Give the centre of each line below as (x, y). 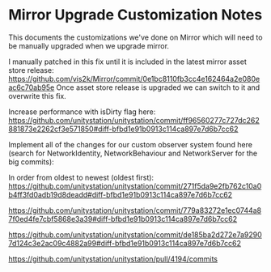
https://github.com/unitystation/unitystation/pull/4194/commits (113, 259)
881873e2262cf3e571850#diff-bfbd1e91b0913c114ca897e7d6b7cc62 (123, 129)
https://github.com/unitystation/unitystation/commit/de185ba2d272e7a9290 (135, 234)
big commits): (31, 161)
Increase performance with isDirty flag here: (82, 112)
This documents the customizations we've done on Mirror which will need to (135, 37)
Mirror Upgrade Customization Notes (135, 15)
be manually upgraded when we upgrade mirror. (89, 45)
